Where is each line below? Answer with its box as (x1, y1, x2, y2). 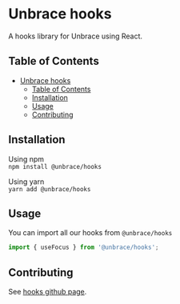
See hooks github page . (8, 287, 87, 297)
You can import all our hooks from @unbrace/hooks (8, 228, 173, 238)
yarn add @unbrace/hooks (8, 185, 91, 193)
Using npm (8, 154, 45, 164)
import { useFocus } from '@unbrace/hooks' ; (8, 243, 159, 252)
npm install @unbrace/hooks (8, 162, 102, 170)
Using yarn (8, 177, 45, 186)
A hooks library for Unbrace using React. (8, 31, 142, 41)
